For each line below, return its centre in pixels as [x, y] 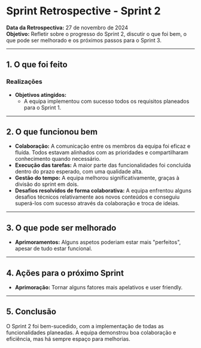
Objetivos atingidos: [41, 94]
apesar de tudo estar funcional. [54, 249]
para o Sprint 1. [42, 107]
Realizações [25, 82]
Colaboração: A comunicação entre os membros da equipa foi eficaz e [103, 146]
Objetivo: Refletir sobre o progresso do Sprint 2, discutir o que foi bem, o [97, 33]
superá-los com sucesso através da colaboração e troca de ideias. [97, 203]
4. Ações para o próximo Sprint [65, 273]
